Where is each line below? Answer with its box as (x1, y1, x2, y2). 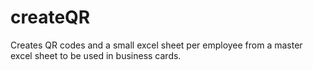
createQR (10, 6, 91, 29)
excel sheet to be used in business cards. (10, 49, 182, 61)
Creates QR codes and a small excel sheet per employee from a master (10, 39, 303, 51)
